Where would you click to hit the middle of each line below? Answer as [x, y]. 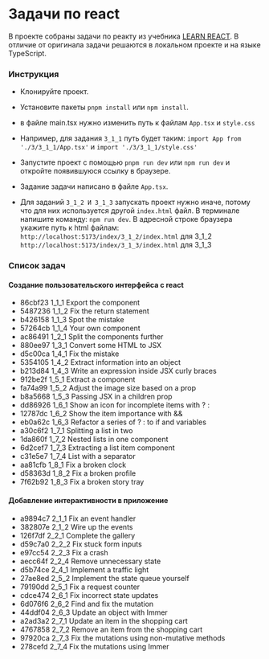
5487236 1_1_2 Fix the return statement [85, 311]
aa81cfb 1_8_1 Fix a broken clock [73, 465]
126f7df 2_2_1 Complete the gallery [77, 535]
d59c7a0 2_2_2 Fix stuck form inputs [81, 544]
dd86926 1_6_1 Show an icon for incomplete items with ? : [115, 405]
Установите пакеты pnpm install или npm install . [104, 107]
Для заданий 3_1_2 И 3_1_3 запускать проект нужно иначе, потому [135, 203]
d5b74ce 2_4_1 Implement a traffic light [84, 569]
